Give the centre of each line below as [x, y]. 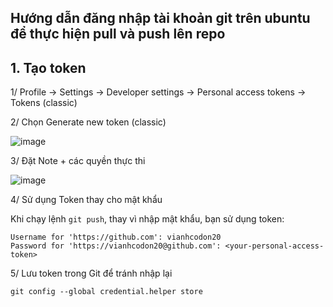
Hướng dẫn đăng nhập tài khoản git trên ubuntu [160, 18]
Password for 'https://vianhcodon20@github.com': [116, 246]
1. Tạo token [48, 67]
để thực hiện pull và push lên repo [118, 34]
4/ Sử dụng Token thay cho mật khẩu [86, 200]
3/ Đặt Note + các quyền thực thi [78, 161]
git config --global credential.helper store [106, 292]
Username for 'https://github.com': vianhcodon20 [116, 237]
